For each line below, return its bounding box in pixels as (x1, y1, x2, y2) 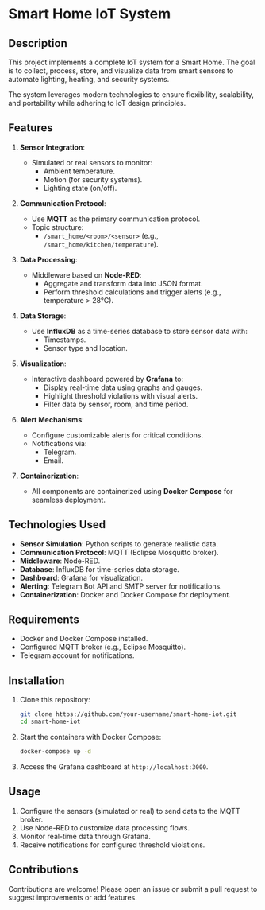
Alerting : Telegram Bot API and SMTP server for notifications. (19, 581, 222, 591)
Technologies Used (8, 518, 106, 531)
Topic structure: (31, 222, 84, 231)
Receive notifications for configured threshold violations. (19, 840, 205, 850)
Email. (43, 455, 63, 465)
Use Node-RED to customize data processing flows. (19, 822, 190, 832)
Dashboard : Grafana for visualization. (19, 573, 144, 582)
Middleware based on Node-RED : (31, 270, 142, 279)
